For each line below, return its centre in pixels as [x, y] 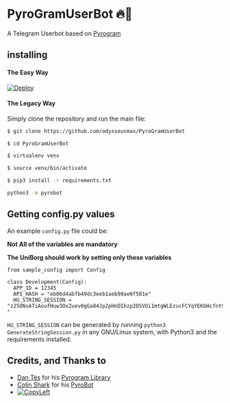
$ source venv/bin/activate [47, 168]
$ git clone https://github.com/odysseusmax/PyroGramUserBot [96, 131]
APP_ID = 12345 [35, 288]
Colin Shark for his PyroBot [55, 384]
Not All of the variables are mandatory [62, 244]
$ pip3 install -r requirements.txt [59, 181]
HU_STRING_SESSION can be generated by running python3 [87, 324]
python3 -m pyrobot [35, 193]
